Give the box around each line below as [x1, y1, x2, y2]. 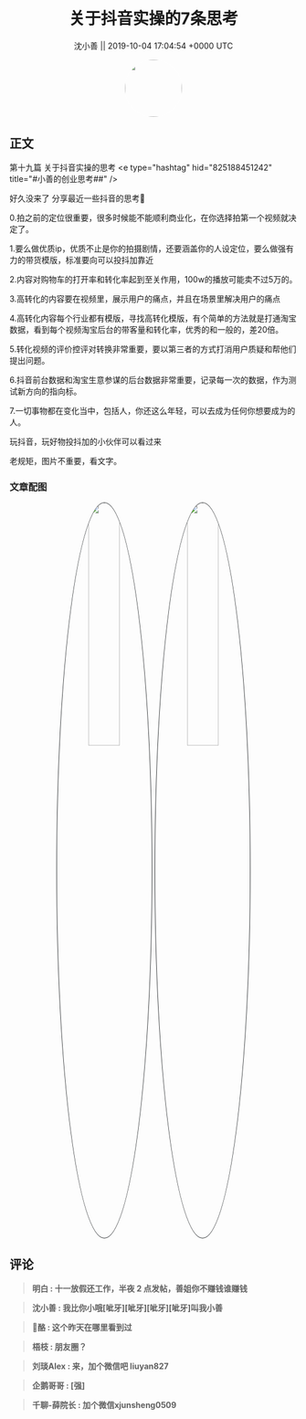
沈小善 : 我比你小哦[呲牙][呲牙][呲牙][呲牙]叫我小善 [31, 1302, 224, 1313]
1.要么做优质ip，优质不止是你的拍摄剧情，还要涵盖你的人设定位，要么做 [9, 243, 279, 254]
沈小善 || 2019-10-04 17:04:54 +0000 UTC [73, 40, 234, 51]
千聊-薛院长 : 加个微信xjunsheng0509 [31, 1399, 177, 1410]
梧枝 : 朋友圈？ [31, 1340, 88, 1352]
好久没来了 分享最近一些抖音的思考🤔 [9, 193, 146, 204]
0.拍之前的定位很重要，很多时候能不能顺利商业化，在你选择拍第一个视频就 [9, 212, 290, 223]
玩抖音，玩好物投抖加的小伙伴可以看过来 [9, 436, 162, 447]
